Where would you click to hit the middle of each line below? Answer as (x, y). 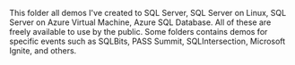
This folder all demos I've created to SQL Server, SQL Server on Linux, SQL (148, 13)
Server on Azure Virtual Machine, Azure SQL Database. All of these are (140, 22)
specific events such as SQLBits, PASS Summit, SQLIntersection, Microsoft (147, 41)
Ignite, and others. (43, 51)
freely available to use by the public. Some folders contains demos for (139, 32)
